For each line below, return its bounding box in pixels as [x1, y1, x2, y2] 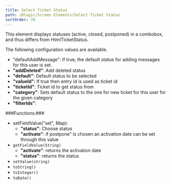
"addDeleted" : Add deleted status [12, 67, 86, 73]
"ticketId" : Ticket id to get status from [12, 84, 94, 90]
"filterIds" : [12, 100, 37, 106]
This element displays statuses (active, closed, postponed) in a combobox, [5, 31, 163, 38]
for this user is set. [12, 62, 52, 68]
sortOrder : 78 [5, 17, 36, 22]
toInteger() [12, 170, 38, 175]
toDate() [12, 176, 32, 181]
